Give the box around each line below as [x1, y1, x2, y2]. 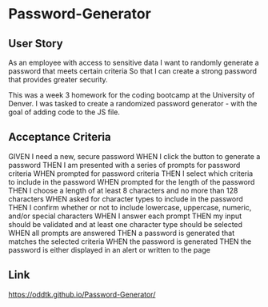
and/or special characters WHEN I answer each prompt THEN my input [8, 211, 242, 221]
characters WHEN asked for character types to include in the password [8, 193, 243, 204]
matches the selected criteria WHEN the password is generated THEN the [8, 237, 252, 246]
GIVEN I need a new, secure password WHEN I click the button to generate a [8, 151, 261, 161]
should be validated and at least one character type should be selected [8, 219, 242, 229]
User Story [8, 37, 63, 50]
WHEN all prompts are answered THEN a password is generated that [8, 228, 234, 237]
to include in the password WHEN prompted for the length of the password [8, 177, 255, 186]
